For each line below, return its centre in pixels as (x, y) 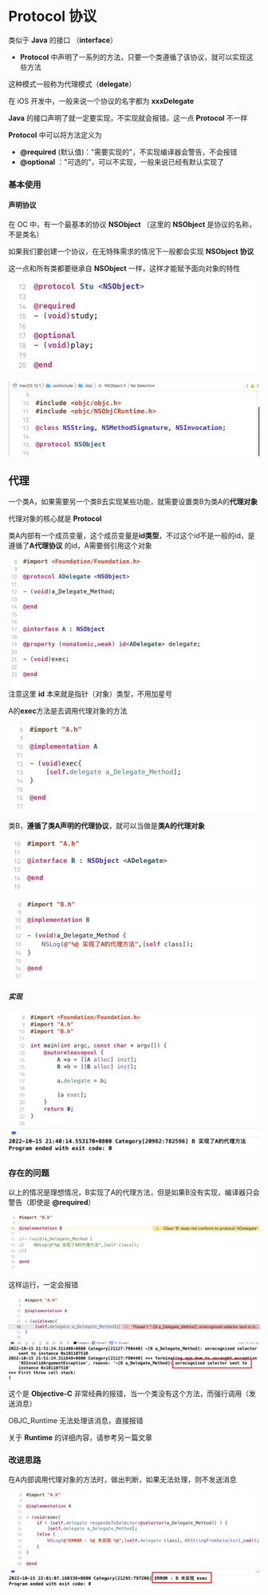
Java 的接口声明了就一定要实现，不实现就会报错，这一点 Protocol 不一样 (128, 117)
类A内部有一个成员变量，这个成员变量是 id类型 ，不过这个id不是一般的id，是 (132, 535)
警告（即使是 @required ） (52, 1202)
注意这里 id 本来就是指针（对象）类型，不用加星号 (91, 694)
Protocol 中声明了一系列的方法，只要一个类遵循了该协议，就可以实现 (133, 57)
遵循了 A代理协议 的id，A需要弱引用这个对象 (81, 545)
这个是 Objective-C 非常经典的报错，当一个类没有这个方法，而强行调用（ (129, 1394)
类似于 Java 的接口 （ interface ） (63, 40)
